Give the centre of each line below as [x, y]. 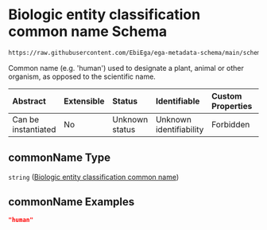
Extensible [84, 101]
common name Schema [88, 31]
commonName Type [60, 158]
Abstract [29, 101]
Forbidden [231, 124]
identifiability [180, 129]
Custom [227, 96]
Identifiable [178, 101]
